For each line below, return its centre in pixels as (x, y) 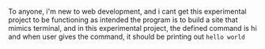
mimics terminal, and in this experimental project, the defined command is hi (132, 28)
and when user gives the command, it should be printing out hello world (127, 36)
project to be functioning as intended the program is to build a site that (123, 20)
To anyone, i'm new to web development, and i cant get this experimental (127, 11)
